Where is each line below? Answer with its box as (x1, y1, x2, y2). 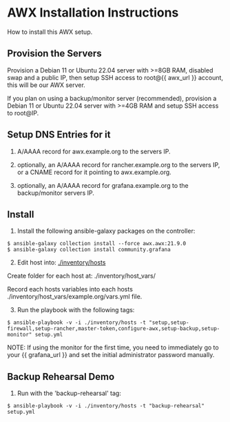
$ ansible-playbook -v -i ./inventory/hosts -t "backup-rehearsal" (7, 403, 205, 410)
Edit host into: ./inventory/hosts (17, 258, 106, 267)
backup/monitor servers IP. (17, 189, 94, 197)
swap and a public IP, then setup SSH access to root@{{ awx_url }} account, (7, 73, 224, 81)
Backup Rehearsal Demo (7, 371, 115, 383)
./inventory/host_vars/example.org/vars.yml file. (7, 292, 143, 301)
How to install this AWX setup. (7, 28, 93, 36)
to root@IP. (7, 108, 39, 117)
